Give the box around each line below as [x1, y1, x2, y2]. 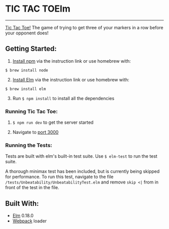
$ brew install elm [5, 86, 46, 91]
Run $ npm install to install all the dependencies [12, 95, 115, 101]
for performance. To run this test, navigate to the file [5, 174, 114, 180]
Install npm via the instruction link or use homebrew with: [12, 58, 131, 64]
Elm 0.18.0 [12, 213, 34, 219]
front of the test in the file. [5, 185, 59, 191]
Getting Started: [5, 44, 57, 53]
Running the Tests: [5, 142, 53, 149]
